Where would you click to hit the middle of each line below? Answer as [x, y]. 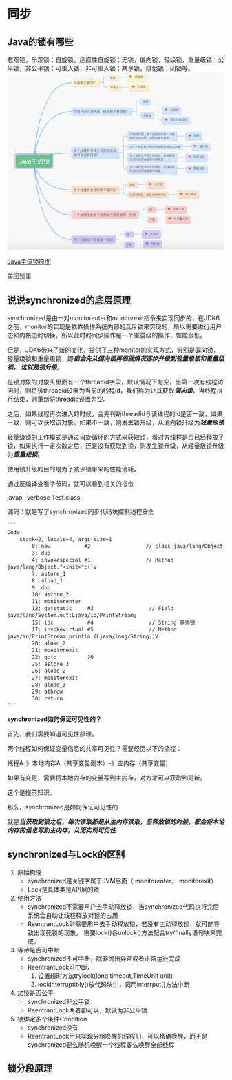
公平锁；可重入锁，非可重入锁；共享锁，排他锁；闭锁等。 [112, 68]
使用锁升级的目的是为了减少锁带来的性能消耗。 [73, 469]
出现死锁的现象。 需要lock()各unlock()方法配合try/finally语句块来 [125, 933]
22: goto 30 [63, 657]
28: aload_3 [49, 685]
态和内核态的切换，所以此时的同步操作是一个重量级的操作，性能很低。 [107, 335]
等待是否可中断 [38, 950]
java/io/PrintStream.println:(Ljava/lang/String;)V [83, 637]
